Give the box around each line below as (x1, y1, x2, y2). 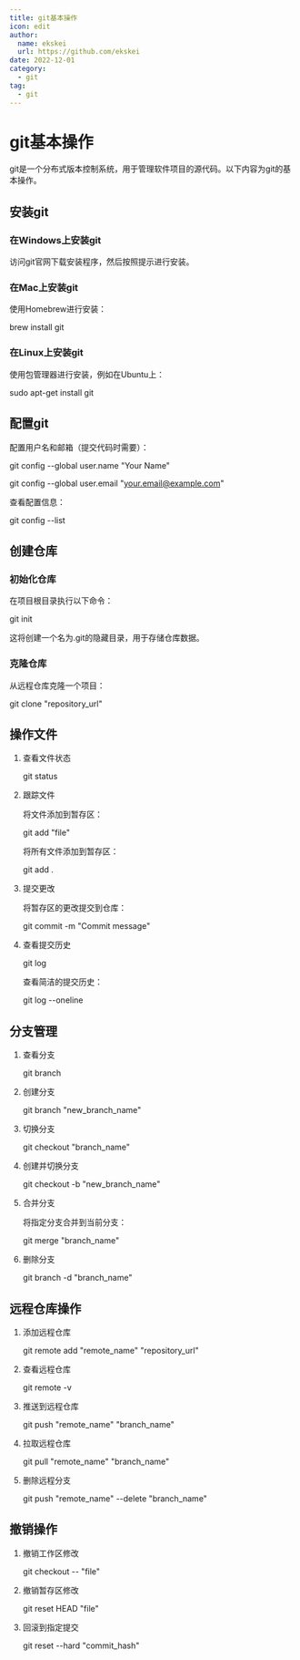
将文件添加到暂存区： (22, 809, 103, 820)
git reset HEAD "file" (22, 1603, 100, 1614)
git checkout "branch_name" (22, 1141, 130, 1153)
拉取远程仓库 (22, 1438, 71, 1449)
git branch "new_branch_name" (22, 1105, 142, 1116)
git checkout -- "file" (22, 1565, 101, 1577)
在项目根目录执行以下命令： (9, 595, 114, 606)
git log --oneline (22, 995, 84, 1005)
